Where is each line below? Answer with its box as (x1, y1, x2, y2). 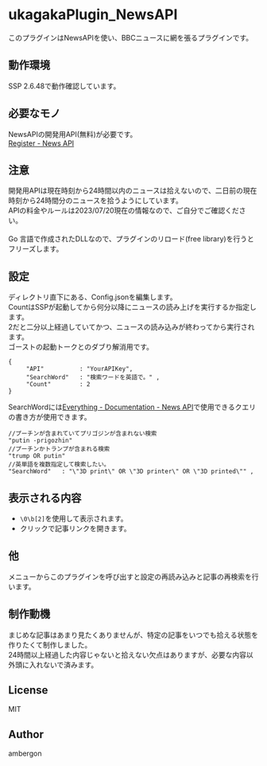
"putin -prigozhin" (8, 436, 73, 445)
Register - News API (8, 138, 75, 148)
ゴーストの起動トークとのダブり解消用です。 (8, 342, 153, 352)
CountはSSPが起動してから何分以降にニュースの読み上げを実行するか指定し (8, 303, 257, 312)
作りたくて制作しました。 (8, 639, 92, 650)
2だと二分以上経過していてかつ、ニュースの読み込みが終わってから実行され (8, 322, 255, 332)
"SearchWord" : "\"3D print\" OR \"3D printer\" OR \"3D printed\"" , (8, 467, 254, 475)
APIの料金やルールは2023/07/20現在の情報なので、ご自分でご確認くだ (8, 205, 240, 216)
